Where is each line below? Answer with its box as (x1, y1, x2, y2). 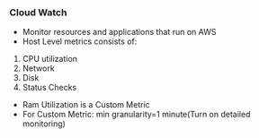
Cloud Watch (9, 6, 67, 19)
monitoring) (22, 118, 66, 129)
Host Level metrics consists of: (22, 36, 138, 47)
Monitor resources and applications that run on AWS (22, 27, 217, 38)
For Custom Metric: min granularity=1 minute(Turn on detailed (22, 109, 251, 120)
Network (22, 63, 56, 73)
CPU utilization (22, 54, 78, 65)
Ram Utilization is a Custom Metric (22, 99, 150, 110)
